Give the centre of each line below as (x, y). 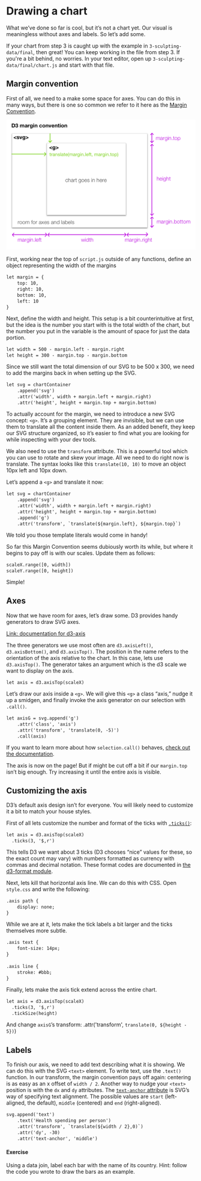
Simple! (16, 582)
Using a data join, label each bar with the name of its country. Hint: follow (97, 1165)
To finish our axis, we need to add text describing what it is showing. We (96, 1065)
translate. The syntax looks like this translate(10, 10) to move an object (96, 464)
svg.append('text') (31, 1115)
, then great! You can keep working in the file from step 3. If (106, 52)
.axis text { (22, 943)
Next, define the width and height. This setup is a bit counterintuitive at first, (100, 318)
